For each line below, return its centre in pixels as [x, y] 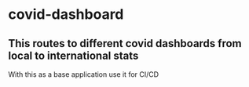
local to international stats [73, 55]
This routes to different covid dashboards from [125, 43]
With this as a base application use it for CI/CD [84, 74]
